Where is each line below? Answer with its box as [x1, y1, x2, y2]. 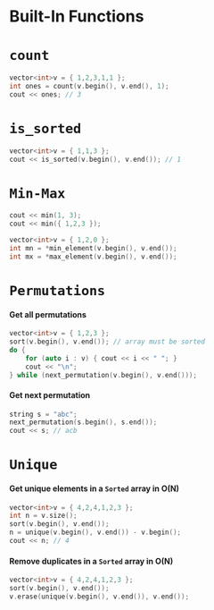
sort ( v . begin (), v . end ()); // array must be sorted [9, 337, 205, 346]
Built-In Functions [9, 6, 144, 27]
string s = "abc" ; [9, 410, 78, 419]
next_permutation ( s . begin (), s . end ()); [9, 418, 158, 427]
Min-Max [9, 185, 66, 202]
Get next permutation [9, 389, 91, 400]
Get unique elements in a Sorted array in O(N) [9, 483, 180, 494]
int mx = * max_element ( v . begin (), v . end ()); [9, 252, 177, 261]
